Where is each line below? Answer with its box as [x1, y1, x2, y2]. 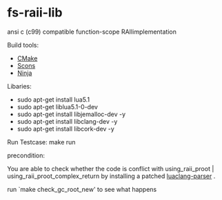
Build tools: [7, 41, 39, 49]
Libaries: [7, 82, 32, 90]
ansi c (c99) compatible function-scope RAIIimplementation [7, 27, 177, 36]
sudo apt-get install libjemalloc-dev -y [17, 110, 126, 118]
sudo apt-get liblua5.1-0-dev [17, 102, 99, 111]
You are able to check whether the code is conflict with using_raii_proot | [7, 164, 214, 173]
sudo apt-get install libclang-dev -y [17, 117, 118, 125]
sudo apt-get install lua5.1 [17, 95, 90, 104]
